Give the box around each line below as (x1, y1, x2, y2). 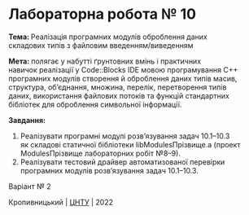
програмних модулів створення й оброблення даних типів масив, (8, 73, 238, 83)
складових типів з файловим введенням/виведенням (8, 40, 194, 50)
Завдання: (8, 115, 46, 125)
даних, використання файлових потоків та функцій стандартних (8, 90, 229, 100)
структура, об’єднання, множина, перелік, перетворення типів (8, 82, 227, 92)
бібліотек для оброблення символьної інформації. (8, 99, 182, 109)
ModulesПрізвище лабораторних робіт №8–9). (20, 148, 181, 158)
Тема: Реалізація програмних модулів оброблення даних (8, 32, 207, 42)
